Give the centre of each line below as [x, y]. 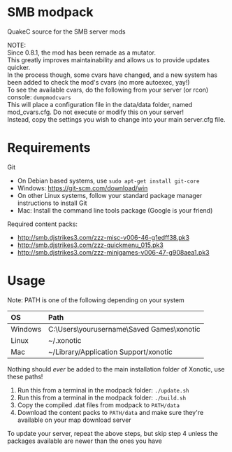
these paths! [25, 376]
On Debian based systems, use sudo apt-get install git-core [108, 181]
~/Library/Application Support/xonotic [110, 352]
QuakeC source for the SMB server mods [66, 31]
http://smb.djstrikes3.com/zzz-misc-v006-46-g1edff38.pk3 [103, 237]
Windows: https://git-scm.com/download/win [82, 188]
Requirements [49, 148]
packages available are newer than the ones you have [85, 441]
